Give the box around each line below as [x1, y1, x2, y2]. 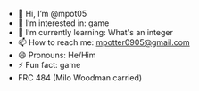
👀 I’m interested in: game [17, 18, 110, 28]
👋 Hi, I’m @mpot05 [17, 9, 87, 19]
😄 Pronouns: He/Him [17, 49, 96, 60]
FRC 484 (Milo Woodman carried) [17, 72, 143, 83]
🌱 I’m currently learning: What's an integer [17, 27, 174, 37]
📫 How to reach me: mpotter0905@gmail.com [17, 37, 190, 48]
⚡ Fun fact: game [17, 60, 81, 70]
